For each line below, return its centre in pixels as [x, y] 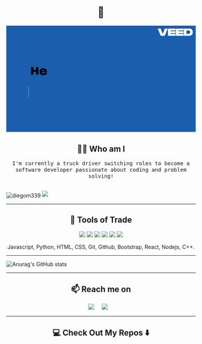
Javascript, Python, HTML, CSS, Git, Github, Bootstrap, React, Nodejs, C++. [101, 247]
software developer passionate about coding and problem [101, 170]
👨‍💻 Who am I [101, 149]
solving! [101, 176]
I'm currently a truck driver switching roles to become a [101, 164]
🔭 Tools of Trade [101, 220]
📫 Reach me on [101, 290]
